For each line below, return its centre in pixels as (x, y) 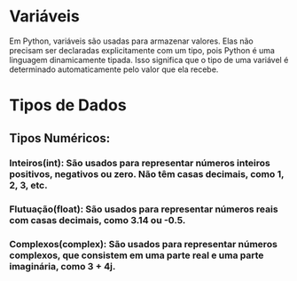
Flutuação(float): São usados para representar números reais (144, 209)
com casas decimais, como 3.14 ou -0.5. (98, 221)
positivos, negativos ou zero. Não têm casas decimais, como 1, (147, 174)
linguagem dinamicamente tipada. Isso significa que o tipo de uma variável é (149, 60)
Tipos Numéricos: (60, 138)
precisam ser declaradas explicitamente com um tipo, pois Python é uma (142, 50)
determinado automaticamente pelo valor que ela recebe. (114, 69)
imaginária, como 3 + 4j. (63, 267)
